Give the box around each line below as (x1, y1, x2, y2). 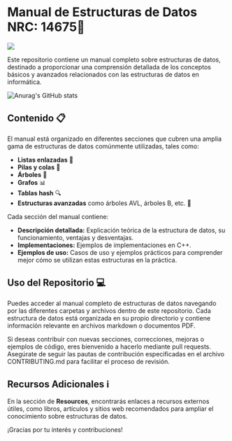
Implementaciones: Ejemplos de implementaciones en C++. (17, 241, 192, 249)
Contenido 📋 (7, 113, 66, 125)
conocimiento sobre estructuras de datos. (7, 412, 128, 421)
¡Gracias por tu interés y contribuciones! (7, 426, 124, 434)
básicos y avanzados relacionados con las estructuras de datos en (7, 70, 199, 78)
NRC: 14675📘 (7, 19, 85, 35)
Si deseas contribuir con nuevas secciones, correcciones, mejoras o (7, 335, 205, 343)
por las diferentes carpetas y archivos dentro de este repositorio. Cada (7, 306, 211, 315)
